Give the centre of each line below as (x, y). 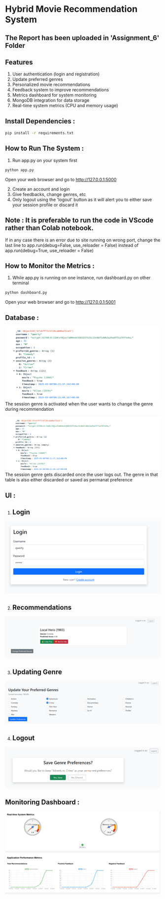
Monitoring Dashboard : (42, 802)
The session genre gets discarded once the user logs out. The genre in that (82, 474)
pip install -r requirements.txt (39, 133)
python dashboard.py (26, 293)
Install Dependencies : (40, 121)
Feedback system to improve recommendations (61, 90)
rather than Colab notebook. (49, 228)
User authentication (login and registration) (56, 74)
